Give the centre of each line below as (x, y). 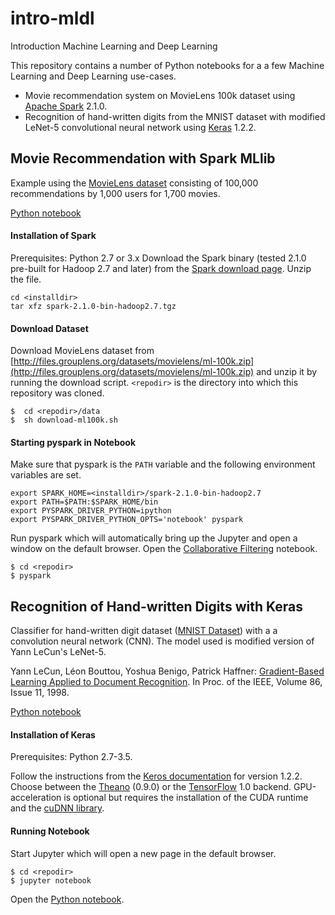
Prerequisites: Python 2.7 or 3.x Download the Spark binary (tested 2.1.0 (158, 258)
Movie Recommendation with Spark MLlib (143, 158)
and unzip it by (287, 372)
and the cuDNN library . (57, 808)
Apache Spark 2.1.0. (66, 106)
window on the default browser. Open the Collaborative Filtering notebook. (164, 549)
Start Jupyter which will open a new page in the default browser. (143, 853)
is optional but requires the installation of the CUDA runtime (186, 798)
